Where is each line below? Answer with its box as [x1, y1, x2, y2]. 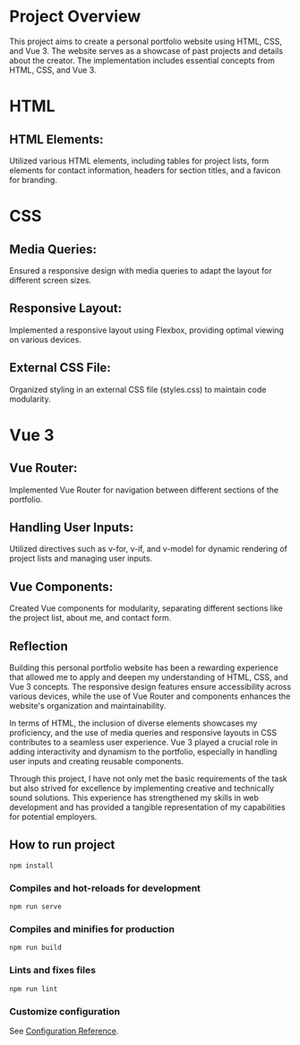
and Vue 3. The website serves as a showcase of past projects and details [9, 45, 284, 56]
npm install [9, 861, 54, 870]
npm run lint [9, 984, 58, 993]
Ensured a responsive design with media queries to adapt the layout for [9, 265, 272, 275]
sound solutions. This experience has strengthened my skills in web [9, 792, 260, 803]
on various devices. [9, 334, 82, 344]
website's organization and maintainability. [9, 701, 167, 710]
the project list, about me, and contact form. [9, 613, 172, 623]
